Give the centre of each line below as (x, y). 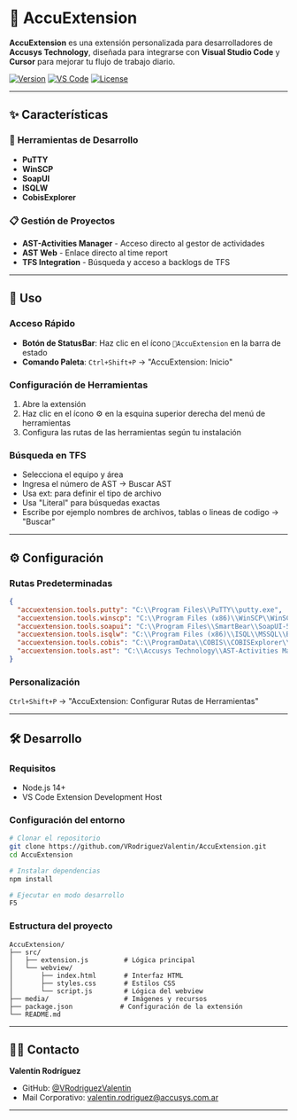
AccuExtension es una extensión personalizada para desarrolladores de (141, 43)
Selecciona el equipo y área (72, 474)
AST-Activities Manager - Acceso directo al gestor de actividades (143, 243)
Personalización (45, 682)
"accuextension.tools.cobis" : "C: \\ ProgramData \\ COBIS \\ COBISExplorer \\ (154, 643)
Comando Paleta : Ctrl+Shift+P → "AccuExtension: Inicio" (127, 362)
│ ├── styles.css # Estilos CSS (92, 983)
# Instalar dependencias (55, 871)
